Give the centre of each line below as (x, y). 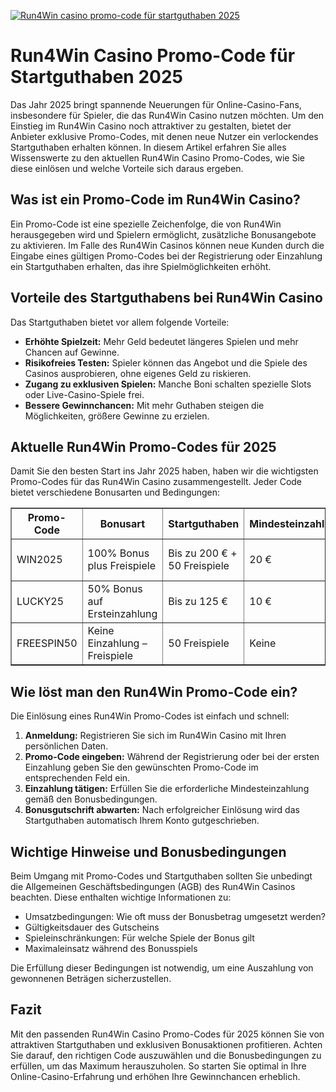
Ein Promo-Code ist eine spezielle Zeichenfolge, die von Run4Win (146, 224)
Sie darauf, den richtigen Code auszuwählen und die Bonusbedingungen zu (166, 1055)
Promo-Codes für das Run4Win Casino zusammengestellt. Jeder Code (156, 482)
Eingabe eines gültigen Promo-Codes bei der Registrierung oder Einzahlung (166, 256)
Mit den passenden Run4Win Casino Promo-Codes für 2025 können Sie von (167, 1034)
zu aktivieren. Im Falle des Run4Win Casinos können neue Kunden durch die (167, 245)
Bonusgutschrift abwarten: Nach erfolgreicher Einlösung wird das (162, 810)
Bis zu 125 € (198, 602)
